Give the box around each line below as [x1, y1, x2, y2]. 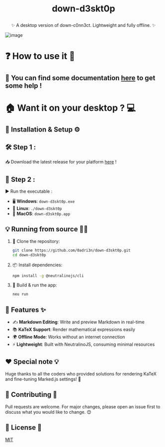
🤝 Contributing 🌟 [5, 390, 58, 399]
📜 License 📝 [5, 423, 42, 432]
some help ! [5, 81, 42, 90]
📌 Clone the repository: [12, 238, 60, 244]
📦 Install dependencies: [12, 262, 63, 268]
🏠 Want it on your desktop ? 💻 [5, 102, 136, 113]
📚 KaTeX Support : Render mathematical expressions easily [12, 326, 136, 333]
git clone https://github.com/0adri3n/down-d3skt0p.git [12, 248, 131, 253]
